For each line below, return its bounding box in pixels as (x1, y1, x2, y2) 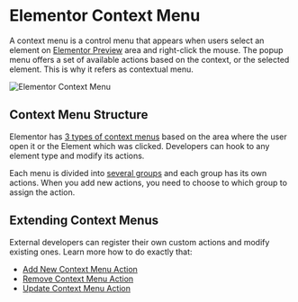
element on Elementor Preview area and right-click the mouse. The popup (9, 44, 284, 55)
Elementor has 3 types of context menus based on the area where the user (9, 131, 288, 142)
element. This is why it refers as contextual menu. (9, 64, 194, 75)
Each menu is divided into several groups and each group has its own (9, 167, 267, 178)
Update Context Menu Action (22, 282, 131, 293)
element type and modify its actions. (9, 150, 145, 161)
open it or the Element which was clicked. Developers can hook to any (9, 140, 270, 151)
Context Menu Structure (9, 107, 149, 122)
